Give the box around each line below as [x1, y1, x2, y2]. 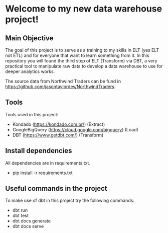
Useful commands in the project [5, 184, 107, 193]
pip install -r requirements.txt [12, 170, 73, 176]
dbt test [12, 212, 29, 219]
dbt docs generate [12, 218, 51, 224]
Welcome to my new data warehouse [5, 3, 162, 15]
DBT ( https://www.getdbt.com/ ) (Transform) [12, 132, 104, 138]
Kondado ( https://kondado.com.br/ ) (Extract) [12, 121, 105, 127]
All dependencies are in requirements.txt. [5, 160, 90, 166]
